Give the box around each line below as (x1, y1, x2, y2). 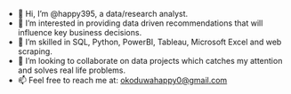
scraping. (17, 46, 53, 57)
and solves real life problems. (17, 65, 126, 75)
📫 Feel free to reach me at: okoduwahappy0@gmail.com (17, 75, 228, 85)
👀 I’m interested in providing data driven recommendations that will (17, 18, 263, 28)
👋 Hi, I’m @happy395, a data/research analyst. (17, 9, 189, 19)
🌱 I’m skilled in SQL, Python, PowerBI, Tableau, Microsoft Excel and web (17, 36, 282, 47)
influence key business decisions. (17, 27, 142, 37)
